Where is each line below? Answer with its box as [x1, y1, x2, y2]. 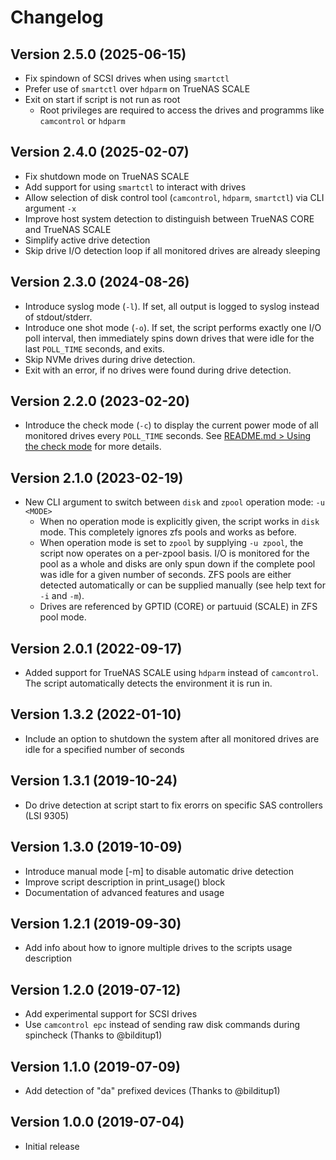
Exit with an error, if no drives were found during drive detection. [24, 364, 292, 376]
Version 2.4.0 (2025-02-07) [10, 144, 190, 161]
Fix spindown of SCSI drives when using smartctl [24, 72, 230, 84]
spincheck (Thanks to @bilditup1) [24, 1029, 163, 1041]
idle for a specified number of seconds [24, 743, 185, 755]
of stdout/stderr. [24, 311, 93, 323]
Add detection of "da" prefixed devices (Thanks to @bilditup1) [24, 1084, 281, 1096]
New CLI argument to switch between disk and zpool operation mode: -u [24, 496, 325, 508]
